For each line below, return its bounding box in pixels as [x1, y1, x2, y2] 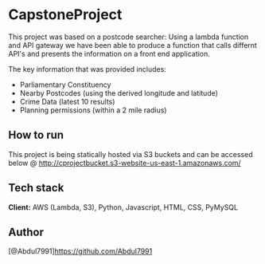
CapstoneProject [8, 6, 123, 24]
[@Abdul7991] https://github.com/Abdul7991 [8, 246, 153, 256]
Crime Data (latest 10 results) [19, 97, 115, 106]
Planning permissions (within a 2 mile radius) [19, 105, 167, 115]
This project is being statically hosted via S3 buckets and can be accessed [8, 149, 253, 159]
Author [8, 225, 44, 238]
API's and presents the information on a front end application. [8, 49, 211, 58]
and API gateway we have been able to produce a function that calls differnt [8, 40, 257, 49]
